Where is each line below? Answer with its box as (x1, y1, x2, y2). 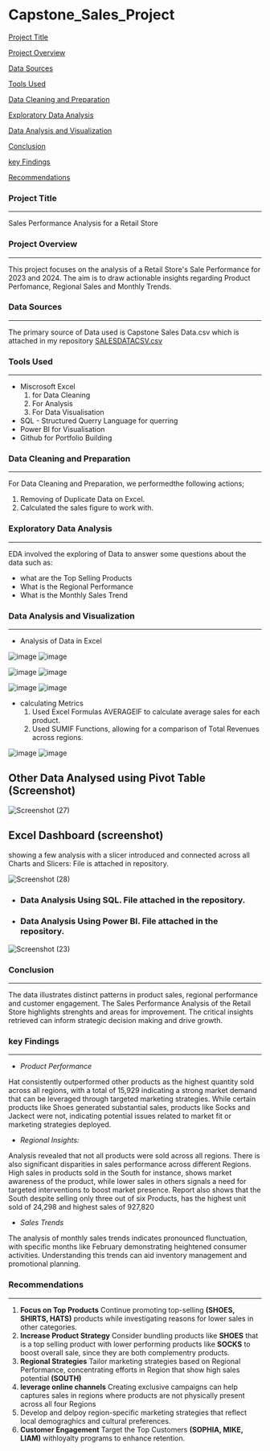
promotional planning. (8, 1259, 81, 1268)
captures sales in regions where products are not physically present (19, 1390, 245, 1400)
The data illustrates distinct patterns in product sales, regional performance (8, 990, 259, 1000)
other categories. (19, 1322, 78, 1332)
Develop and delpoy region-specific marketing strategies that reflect (19, 1408, 247, 1417)
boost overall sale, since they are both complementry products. (19, 1347, 231, 1357)
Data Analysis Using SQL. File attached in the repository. (19, 894, 246, 906)
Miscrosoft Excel (19, 382, 76, 392)
